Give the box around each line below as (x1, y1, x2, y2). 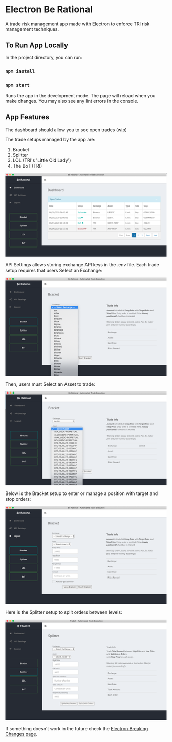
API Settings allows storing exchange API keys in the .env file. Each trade (5, 261, 160, 267)
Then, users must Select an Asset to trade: (5, 381, 96, 387)
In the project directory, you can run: (5, 54, 82, 60)
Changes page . (5, 731, 38, 737)
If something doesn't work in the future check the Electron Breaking (5, 726, 148, 732)
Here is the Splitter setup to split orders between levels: (5, 609, 122, 615)
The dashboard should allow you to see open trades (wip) (5, 127, 127, 133)
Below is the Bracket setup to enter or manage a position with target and (5, 490, 158, 497)
